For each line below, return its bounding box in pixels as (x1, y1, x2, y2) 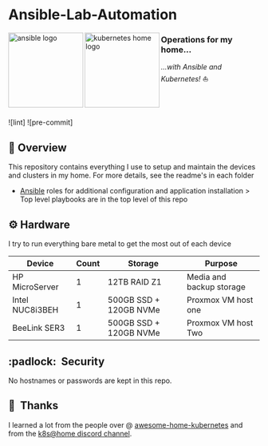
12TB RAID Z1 (107, 277, 162, 288)
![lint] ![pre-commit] (8, 117, 73, 127)
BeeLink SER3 (12, 322, 65, 333)
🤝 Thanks (8, 399, 59, 412)
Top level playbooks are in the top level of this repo (19, 194, 188, 205)
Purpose (204, 258, 238, 269)
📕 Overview (8, 141, 67, 154)
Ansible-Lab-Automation (8, 6, 178, 24)
